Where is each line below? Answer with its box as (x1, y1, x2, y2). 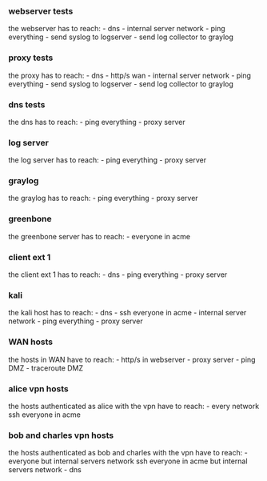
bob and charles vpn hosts (8, 430, 114, 441)
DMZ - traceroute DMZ (8, 363, 84, 373)
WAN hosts (8, 336, 54, 347)
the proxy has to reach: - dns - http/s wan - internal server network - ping (8, 70, 252, 80)
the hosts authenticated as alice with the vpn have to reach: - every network (8, 401, 260, 411)
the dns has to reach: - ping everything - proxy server (8, 117, 185, 126)
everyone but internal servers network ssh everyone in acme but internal (8, 456, 248, 466)
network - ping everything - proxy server (8, 316, 143, 326)
